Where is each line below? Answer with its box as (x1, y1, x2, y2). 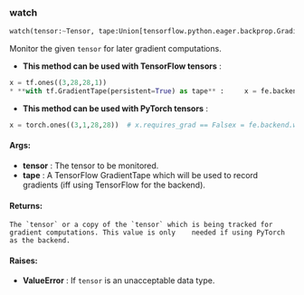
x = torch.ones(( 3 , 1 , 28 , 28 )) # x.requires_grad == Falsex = (9, 120, 245, 129)
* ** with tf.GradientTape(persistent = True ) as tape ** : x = (9, 87, 257, 96)
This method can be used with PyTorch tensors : (22, 102, 208, 114)
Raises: (9, 255, 38, 266)
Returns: (9, 200, 43, 211)
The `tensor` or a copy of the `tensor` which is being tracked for (9, 220, 273, 230)
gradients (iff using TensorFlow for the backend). (22, 179, 206, 190)
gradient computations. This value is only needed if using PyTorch (9, 228, 285, 237)
